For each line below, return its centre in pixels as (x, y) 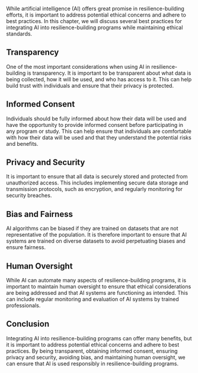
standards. (19, 34)
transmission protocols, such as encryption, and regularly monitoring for (94, 189)
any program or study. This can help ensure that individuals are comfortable (99, 131)
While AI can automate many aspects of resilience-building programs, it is (96, 280)
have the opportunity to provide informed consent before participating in (95, 125)
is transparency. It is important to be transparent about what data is (109, 73)
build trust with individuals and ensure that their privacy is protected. (90, 85)
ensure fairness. (26, 247)
